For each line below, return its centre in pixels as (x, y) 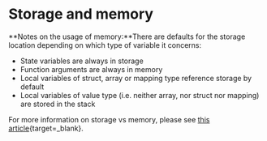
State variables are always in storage (82, 61)
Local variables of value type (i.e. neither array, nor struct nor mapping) (140, 95)
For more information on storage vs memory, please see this (109, 119)
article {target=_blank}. (46, 128)
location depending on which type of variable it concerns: (105, 45)
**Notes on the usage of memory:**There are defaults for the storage (127, 36)
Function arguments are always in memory (91, 69)
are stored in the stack (58, 104)
